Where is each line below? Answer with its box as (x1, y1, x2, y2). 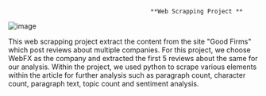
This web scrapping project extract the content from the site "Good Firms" (8, 36, 252, 46)
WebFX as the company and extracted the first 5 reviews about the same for (8, 54, 258, 63)
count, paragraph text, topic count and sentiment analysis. (8, 79, 199, 88)
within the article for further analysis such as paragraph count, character (8, 71, 246, 79)
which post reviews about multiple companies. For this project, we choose (8, 45, 252, 55)
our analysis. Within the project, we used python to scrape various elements (8, 62, 257, 71)
